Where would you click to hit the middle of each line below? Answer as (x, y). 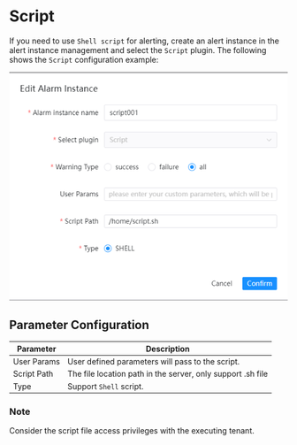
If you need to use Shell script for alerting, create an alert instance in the (145, 41)
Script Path (33, 374)
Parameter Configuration (80, 325)
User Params (36, 362)
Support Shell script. (106, 386)
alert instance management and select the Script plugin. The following (138, 50)
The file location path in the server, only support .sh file (168, 374)
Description (168, 349)
